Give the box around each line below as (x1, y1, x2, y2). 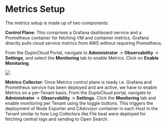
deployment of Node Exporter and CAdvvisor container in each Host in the (5, 105, 158, 111)
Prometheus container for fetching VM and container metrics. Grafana (5, 35, 149, 41)
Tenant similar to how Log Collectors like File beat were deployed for (5, 111, 146, 117)
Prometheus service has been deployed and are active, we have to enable (5, 84, 157, 90)
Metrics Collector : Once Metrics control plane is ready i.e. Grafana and (5, 79, 152, 85)
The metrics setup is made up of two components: (5, 20, 109, 26)
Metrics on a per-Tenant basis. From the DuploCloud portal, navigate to (5, 89, 151, 95)
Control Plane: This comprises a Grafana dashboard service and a (5, 29, 142, 35)
